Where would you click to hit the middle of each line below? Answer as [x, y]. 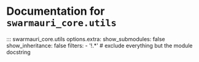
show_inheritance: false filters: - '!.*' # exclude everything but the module [99, 45]
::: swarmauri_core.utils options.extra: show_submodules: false [86, 39]
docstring [18, 52]
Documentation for [56, 11]
